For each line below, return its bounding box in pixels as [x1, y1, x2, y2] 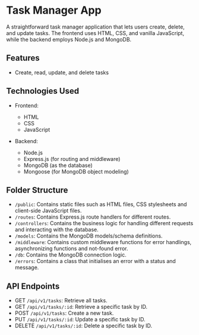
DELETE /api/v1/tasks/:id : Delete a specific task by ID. [14, 322, 153, 330]
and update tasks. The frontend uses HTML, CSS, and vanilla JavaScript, [6, 29, 185, 36]
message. [14, 264, 39, 271]
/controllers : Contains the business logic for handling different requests [14, 220, 194, 227]
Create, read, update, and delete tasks [14, 69, 109, 76]
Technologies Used [6, 86, 79, 96]
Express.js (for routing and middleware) [23, 155, 121, 162]
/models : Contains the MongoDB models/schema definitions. [14, 232, 163, 239]
